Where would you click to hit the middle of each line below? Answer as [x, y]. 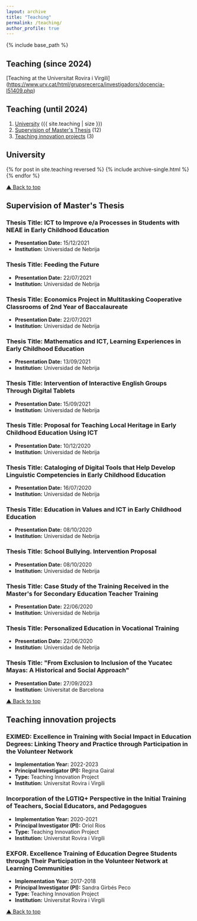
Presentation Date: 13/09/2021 [53, 362]
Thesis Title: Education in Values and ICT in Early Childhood [94, 509]
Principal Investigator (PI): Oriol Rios [60, 825]
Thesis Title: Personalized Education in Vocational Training [93, 628]
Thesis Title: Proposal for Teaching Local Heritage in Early [91, 425]
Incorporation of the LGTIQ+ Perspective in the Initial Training [96, 799]
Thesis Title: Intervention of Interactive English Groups [87, 384]
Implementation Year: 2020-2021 [56, 819]
